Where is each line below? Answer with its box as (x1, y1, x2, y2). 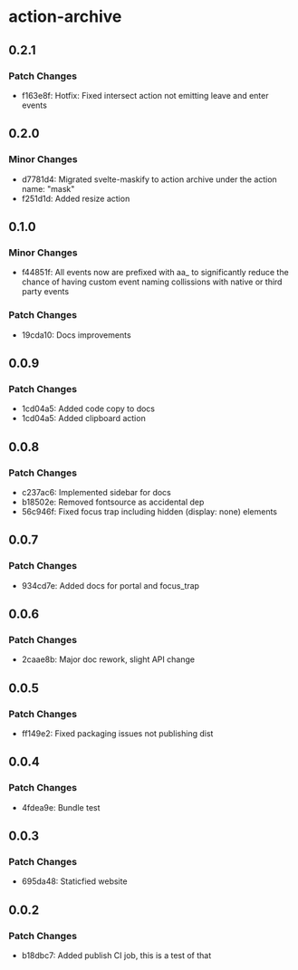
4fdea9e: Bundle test (21, 802, 101, 812)
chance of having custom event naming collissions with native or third (21, 276, 283, 287)
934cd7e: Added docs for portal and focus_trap (21, 580, 200, 591)
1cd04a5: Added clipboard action (21, 413, 146, 424)
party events (21, 286, 70, 297)
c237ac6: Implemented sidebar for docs (21, 486, 171, 497)
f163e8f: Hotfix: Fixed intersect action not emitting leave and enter (21, 90, 269, 101)
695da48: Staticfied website (21, 876, 128, 887)
